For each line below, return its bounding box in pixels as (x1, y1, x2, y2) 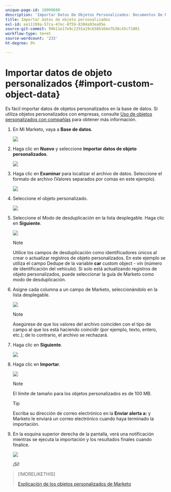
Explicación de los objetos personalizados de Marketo (17, 481, 131, 487)
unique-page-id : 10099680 (5, 7, 60, 13)
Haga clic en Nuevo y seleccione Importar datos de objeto (12, 146, 137, 152)
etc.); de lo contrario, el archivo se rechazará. (12, 332, 108, 338)
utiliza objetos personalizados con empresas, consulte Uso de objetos (5, 111, 153, 117)
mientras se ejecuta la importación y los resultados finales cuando (12, 436, 152, 442)
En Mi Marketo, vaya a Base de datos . (12, 126, 93, 132)
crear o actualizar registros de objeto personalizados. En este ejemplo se (12, 255, 166, 261)
